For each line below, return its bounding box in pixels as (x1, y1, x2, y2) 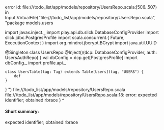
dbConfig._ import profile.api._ (5, 60, 66, 65)
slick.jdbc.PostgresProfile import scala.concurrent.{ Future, (5, 34, 125, 40)
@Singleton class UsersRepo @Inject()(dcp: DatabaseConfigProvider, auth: (5, 49, 157, 55)
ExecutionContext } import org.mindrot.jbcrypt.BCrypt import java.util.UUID (5, 40, 157, 46)
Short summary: (5, 108, 39, 114)
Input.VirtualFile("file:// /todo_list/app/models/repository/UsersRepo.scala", (5, 15, 156, 20)
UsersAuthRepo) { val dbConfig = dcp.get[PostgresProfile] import (5, 55, 138, 61)
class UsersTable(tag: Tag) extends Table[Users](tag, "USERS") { (5, 69, 144, 74)
